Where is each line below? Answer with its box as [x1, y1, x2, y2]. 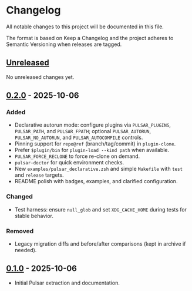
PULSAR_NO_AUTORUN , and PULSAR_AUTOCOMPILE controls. [14, 134, 143, 141]
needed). [14, 247, 37, 254]
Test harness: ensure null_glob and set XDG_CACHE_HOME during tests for [14, 206, 187, 213]
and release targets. [14, 171, 64, 178]
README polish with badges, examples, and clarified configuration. [14, 178, 178, 185]
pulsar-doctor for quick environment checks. [14, 159, 124, 166]
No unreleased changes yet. [6, 73, 75, 80]
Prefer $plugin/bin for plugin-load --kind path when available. [14, 147, 169, 154]
